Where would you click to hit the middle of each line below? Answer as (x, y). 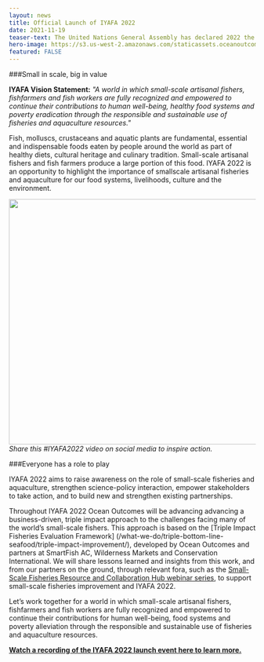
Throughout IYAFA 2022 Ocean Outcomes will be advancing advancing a (127, 511)
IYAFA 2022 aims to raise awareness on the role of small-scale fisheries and (132, 479)
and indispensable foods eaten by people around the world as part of (121, 146)
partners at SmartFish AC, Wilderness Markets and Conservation (113, 553)
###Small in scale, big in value (58, 74)
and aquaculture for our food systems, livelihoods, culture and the (116, 180)
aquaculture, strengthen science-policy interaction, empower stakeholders (129, 487)
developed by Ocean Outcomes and (192, 544)
